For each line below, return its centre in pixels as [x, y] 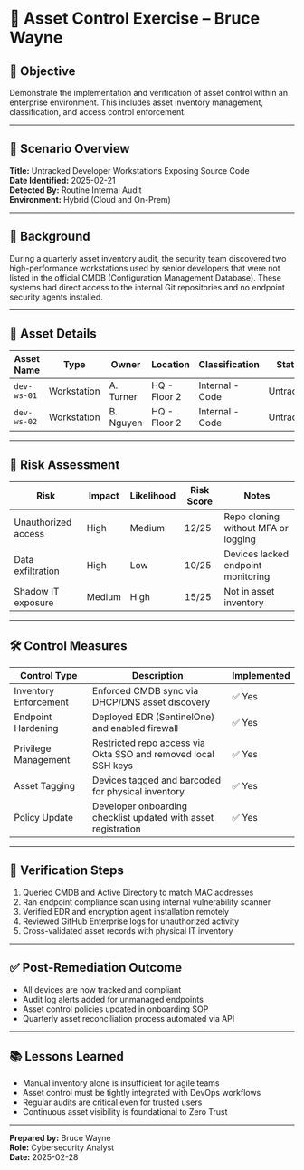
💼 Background [50, 237]
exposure [34, 603]
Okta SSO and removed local [153, 755]
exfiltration [37, 571]
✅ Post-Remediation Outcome [96, 968]
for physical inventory [138, 792]
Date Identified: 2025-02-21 [62, 180]
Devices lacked [256, 554]
